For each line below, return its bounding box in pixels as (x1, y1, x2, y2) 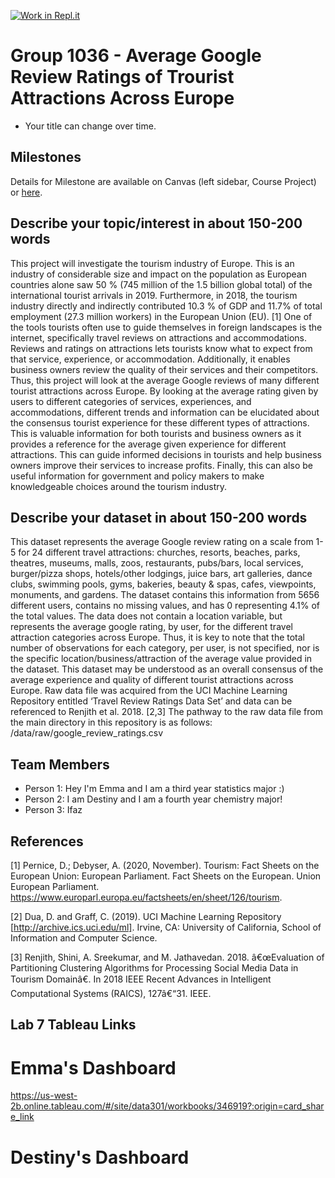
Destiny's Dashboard (10, 1146, 190, 1169)
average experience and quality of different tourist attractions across (10, 674, 294, 686)
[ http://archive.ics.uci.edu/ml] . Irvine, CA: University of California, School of (10, 921, 322, 933)
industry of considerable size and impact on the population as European (10, 268, 307, 280)
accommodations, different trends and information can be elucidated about (10, 406, 320, 418)
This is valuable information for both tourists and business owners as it (10, 427, 302, 439)
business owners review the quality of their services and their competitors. (10, 363, 319, 375)
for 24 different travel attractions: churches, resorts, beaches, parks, (18, 546, 301, 559)
